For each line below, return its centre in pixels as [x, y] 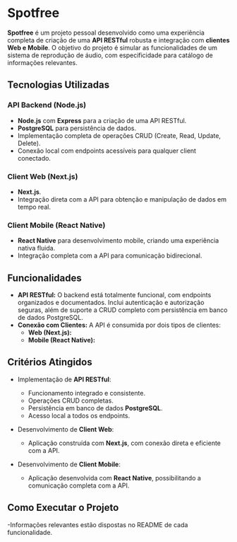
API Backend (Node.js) [47, 105]
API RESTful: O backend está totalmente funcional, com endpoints [114, 295]
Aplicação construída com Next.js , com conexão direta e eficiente [124, 443]
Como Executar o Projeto [63, 508]
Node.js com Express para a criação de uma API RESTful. [102, 120]
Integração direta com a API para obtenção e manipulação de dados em [122, 199]
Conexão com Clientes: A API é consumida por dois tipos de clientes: [119, 325]
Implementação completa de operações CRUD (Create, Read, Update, [119, 135]
